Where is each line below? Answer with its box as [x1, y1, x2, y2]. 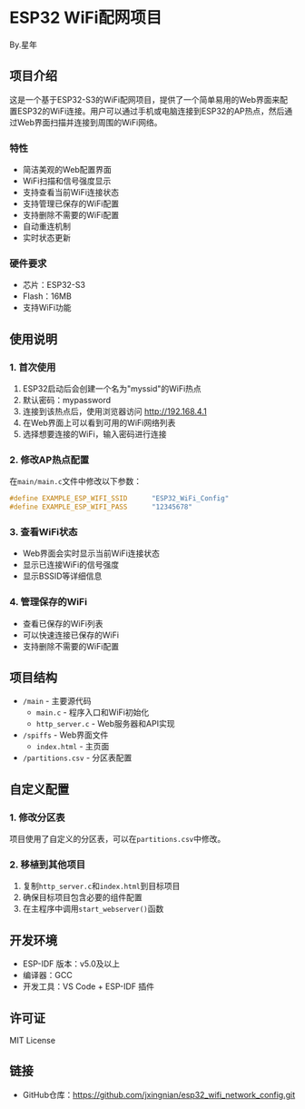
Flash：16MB [22, 291, 73, 302]
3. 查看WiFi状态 [9, 526, 78, 538]
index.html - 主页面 [35, 741, 110, 752]
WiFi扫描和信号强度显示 [22, 175, 112, 186]
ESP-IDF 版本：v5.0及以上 [22, 958, 121, 969]
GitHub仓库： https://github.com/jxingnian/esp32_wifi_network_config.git [22, 1089, 296, 1100]
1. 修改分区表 [9, 811, 65, 824]
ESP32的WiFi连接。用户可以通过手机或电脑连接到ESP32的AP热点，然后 [16, 105, 285, 116]
